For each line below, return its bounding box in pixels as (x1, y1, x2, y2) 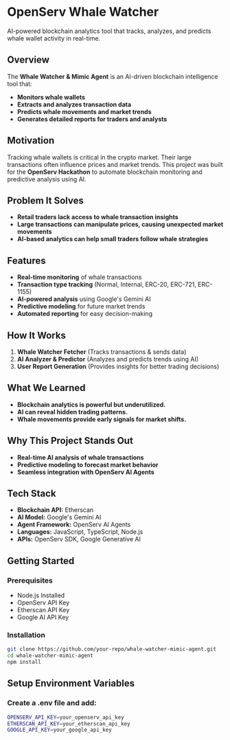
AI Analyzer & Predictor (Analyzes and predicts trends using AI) (16, 355, 199, 363)
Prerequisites (7, 575, 53, 585)
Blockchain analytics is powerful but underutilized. (16, 400, 166, 409)
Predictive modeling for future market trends (16, 302, 146, 311)
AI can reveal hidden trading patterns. (16, 407, 128, 416)
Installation (7, 630, 46, 640)
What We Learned (7, 382, 86, 394)
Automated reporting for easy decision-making (16, 310, 153, 318)
